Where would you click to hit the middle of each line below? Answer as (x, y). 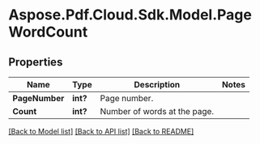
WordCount (48, 32)
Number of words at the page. (157, 111)
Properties (36, 62)
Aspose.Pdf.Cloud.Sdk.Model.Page (130, 15)
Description (157, 85)
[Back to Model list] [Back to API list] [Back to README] (101, 131)
